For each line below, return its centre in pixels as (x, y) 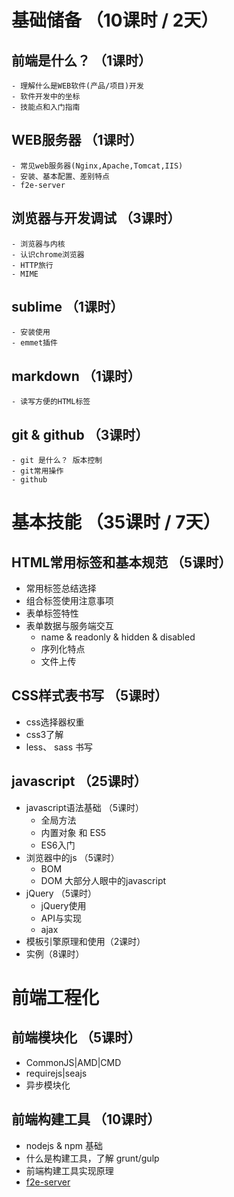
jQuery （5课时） (61, 893)
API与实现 (61, 918)
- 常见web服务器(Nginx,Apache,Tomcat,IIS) (97, 166)
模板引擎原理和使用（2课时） (85, 941)
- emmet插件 (34, 343)
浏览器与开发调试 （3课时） (96, 218)
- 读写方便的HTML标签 (51, 402)
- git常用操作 (37, 471)
